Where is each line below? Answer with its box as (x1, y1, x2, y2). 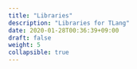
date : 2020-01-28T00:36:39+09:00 (8, 26, 119, 34)
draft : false (8, 33, 52, 42)
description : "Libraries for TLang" (8, 19, 130, 27)
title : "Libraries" (8, 11, 73, 20)
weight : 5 (8, 41, 41, 49)
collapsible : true (8, 48, 69, 56)
